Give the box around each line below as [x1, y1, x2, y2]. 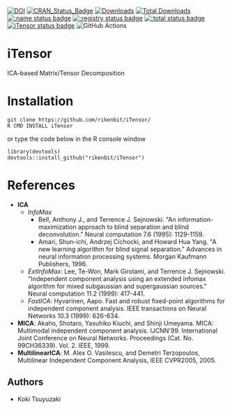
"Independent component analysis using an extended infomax [27, 274, 207, 282]
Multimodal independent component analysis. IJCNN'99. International [17, 326, 218, 335]
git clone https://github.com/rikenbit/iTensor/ [7, 116, 151, 123]
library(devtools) [7, 148, 61, 155]
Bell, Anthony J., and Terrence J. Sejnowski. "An [38, 215, 176, 223]
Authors [7, 377, 44, 388]
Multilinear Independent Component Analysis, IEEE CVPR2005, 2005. [17, 356, 217, 364]
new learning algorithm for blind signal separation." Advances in [38, 245, 222, 253]
